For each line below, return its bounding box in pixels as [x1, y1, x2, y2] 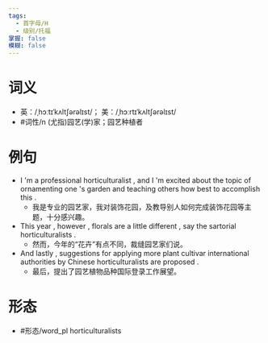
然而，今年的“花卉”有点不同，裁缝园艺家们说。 [31, 239, 187, 249]
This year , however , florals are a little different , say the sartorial [19, 221, 237, 230]
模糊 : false [8, 42, 46, 50]
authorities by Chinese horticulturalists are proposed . [19, 257, 199, 267]
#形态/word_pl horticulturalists [19, 325, 122, 335]
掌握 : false [8, 34, 46, 43]
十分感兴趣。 [46, 213, 90, 221]
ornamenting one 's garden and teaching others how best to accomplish [19, 184, 261, 193]
